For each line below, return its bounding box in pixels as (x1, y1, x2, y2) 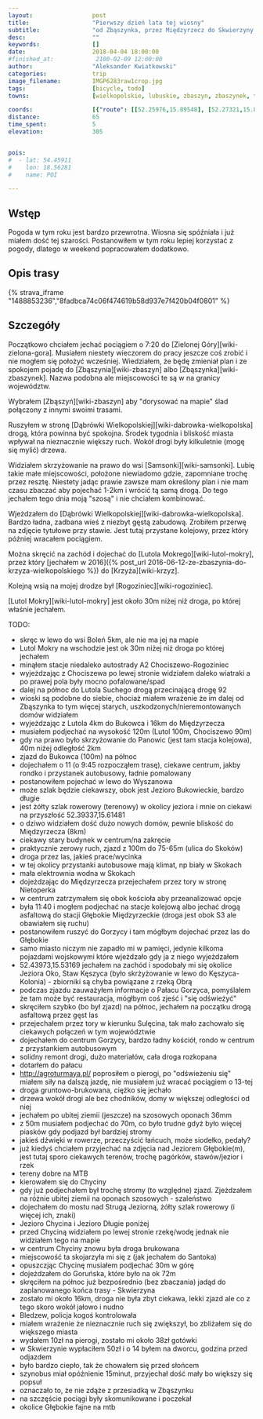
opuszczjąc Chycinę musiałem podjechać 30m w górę (19, 1260, 194, 1270)
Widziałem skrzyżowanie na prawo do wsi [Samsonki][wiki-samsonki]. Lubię (8, 460, 255, 469)
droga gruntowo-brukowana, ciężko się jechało (19, 1085, 172, 1095)
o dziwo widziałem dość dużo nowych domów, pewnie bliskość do (19, 818, 234, 828)
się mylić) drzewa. (8, 445, 67, 454)
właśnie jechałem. (8, 604, 67, 614)
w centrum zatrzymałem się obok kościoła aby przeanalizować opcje (19, 893, 242, 903)
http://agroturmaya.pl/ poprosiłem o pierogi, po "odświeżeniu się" (19, 1068, 232, 1078)
